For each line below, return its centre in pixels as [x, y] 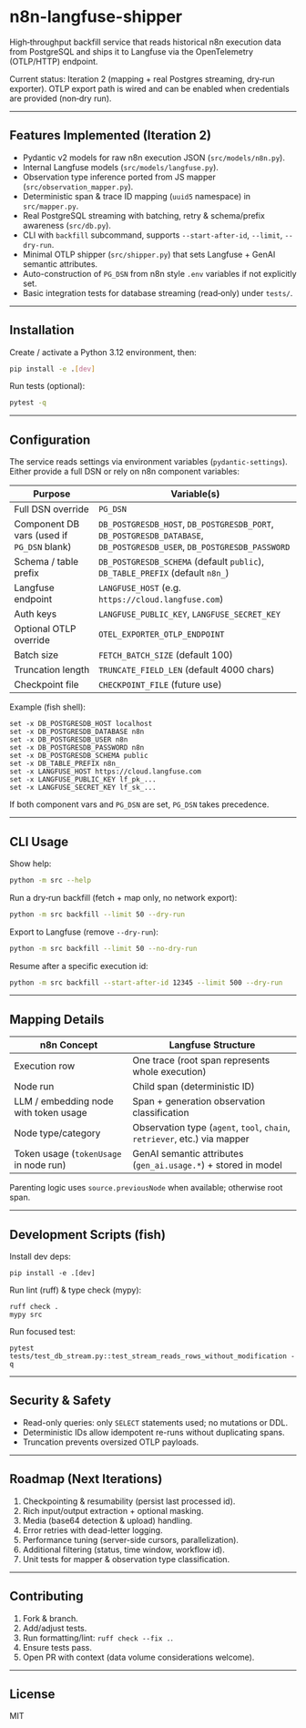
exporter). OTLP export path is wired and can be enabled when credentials [149, 88]
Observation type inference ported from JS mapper [119, 177]
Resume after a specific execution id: [79, 966]
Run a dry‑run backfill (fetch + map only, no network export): [123, 897]
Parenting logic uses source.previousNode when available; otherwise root [146, 1188]
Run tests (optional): [47, 386]
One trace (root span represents [201, 1060]
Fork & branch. [51, 1618]
